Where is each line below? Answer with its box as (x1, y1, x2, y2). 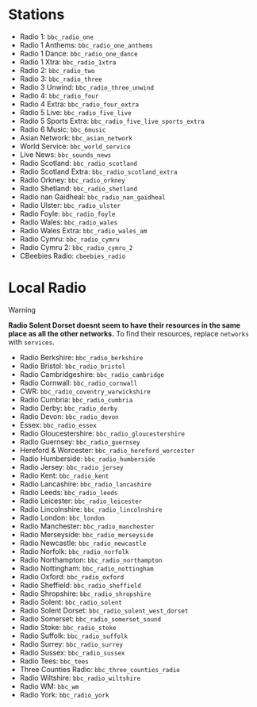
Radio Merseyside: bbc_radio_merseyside (19, 529, 154, 539)
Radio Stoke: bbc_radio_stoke (19, 622, 117, 632)
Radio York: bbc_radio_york (19, 690, 109, 699)
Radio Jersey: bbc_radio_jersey (19, 462, 124, 471)
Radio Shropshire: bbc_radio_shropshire (19, 589, 152, 598)
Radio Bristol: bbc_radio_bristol (19, 361, 126, 371)
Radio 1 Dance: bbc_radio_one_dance (19, 48, 138, 58)
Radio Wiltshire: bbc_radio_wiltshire (19, 673, 141, 682)
